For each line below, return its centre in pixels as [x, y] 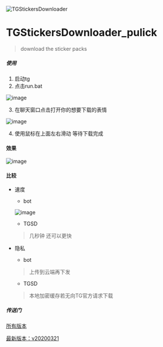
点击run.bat [28, 86]
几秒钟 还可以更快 [50, 236]
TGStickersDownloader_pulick [82, 33]
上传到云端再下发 [50, 272]
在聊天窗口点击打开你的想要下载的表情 [60, 110]
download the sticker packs [54, 48]
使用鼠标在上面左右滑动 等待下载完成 [59, 133]
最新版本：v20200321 [33, 338]
